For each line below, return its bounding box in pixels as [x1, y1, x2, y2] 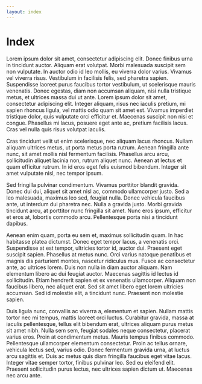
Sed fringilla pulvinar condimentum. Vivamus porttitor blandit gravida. [6, 181, 179, 188]
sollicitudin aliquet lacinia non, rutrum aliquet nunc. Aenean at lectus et [6, 157, 182, 164]
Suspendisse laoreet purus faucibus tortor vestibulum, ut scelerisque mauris [6, 80, 196, 88]
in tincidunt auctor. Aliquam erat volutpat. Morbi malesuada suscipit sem [6, 61, 186, 68]
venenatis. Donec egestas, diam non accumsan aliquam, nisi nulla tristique [6, 87, 192, 94]
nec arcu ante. [6, 371, 42, 379]
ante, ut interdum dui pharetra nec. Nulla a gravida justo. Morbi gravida [6, 200, 182, 207]
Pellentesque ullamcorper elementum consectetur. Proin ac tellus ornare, [6, 339, 188, 347]
